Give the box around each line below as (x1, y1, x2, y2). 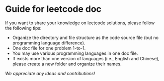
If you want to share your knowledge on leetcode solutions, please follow (5, 20, 155, 26)
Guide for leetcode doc (5, 3, 102, 15)
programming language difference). (12, 40, 85, 45)
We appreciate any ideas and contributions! (5, 70, 95, 76)
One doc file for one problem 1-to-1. (12, 45, 86, 51)
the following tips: (5, 25, 42, 31)
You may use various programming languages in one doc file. (12, 50, 138, 56)
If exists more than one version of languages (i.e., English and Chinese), (12, 55, 160, 61)
